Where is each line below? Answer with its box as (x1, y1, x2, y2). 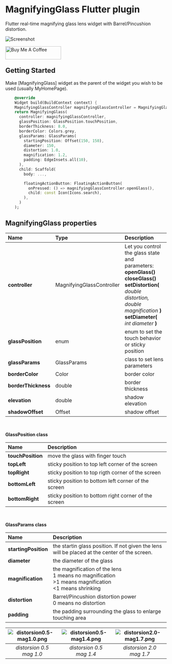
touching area (53, 614, 86, 621)
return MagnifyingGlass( (14, 109, 68, 115)
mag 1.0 (22, 650, 42, 657)
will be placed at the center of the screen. (53, 549, 153, 556)
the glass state (124, 249, 160, 256)
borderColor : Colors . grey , (18, 128, 77, 134)
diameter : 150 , (24, 143, 56, 148)
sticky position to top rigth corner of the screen (48, 468, 161, 476)
